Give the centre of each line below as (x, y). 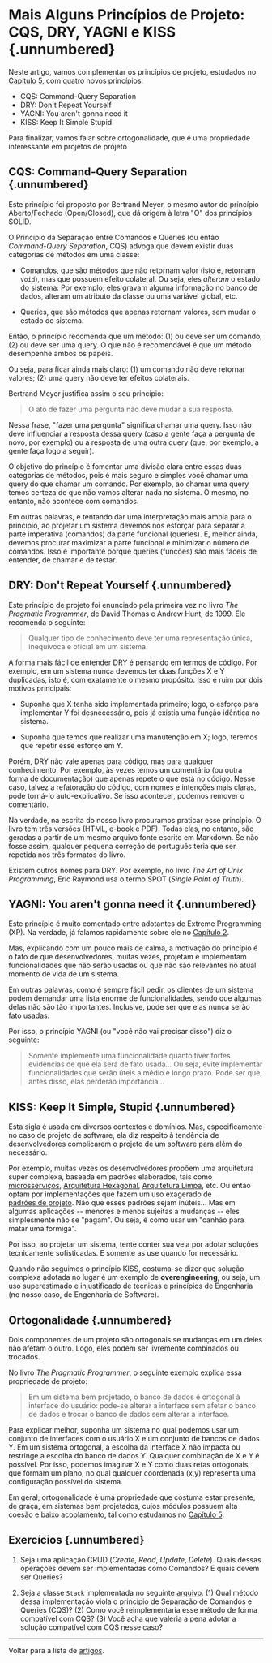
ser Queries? (41, 1577)
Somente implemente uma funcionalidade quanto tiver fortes (129, 1056)
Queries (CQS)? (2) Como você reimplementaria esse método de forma (138, 1609)
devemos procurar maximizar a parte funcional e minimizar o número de (129, 542)
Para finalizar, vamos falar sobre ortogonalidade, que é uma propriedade (130, 138)
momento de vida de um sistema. (64, 974)
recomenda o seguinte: (47, 622)
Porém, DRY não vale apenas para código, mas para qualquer (111, 761)
